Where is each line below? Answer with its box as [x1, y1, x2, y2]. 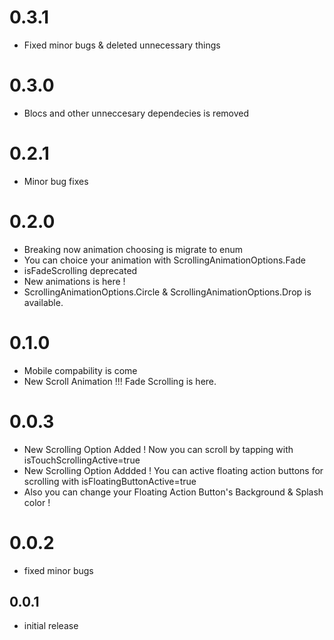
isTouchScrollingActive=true [23, 454, 141, 466]
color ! [23, 496, 51, 508]
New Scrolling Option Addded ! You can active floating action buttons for [23, 464, 324, 476]
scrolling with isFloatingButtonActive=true [23, 475, 197, 487]
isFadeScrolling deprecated [23, 264, 138, 276]
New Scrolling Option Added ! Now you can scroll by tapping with [23, 443, 294, 455]
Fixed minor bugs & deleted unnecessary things [23, 39, 221, 51]
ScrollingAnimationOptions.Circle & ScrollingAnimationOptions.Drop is [23, 286, 312, 298]
